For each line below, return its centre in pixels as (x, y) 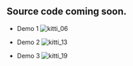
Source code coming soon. (67, 12)
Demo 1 (28, 28)
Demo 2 (28, 42)
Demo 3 (28, 55)
